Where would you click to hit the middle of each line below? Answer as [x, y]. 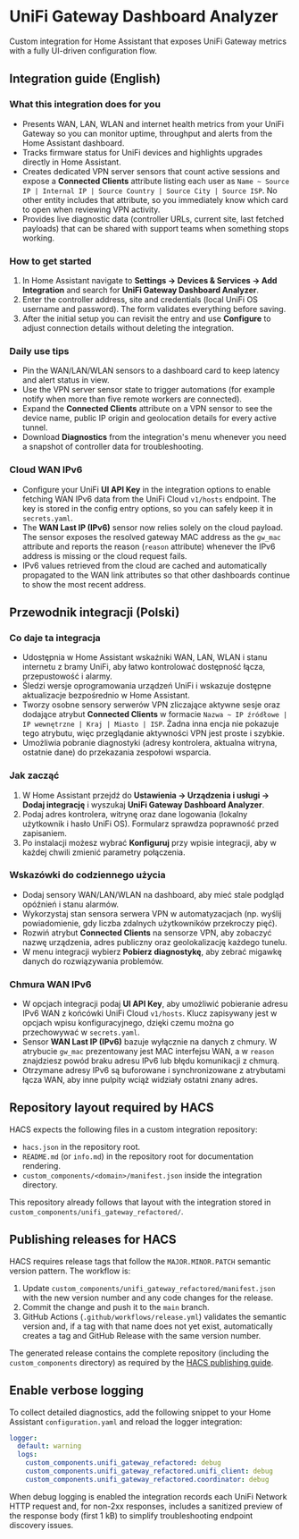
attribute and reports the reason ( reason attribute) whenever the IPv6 [149, 546]
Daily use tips [39, 351]
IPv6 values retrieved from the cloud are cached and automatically [145, 565]
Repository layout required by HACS [112, 1108]
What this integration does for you [85, 105]
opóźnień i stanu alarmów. [70, 904]
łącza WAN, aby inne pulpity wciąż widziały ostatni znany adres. [140, 1080]
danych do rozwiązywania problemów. [93, 961]
